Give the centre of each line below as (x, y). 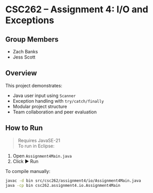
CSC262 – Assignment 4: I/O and (77, 9)
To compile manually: (28, 171)
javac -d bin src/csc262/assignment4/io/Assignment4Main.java (73, 181)
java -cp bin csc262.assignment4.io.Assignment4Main (63, 185)
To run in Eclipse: (36, 146)
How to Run (24, 128)
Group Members (32, 39)
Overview (21, 73)
